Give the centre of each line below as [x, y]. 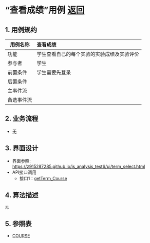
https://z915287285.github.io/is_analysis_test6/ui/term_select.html [78, 166]
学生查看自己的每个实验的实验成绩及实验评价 [88, 54]
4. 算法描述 [22, 195]
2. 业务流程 [22, 119]
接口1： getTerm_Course [43, 178]
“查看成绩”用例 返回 [45, 10]
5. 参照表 [18, 224]
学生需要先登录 [54, 72]
